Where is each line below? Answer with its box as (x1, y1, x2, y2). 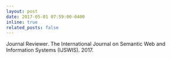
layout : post (6, 8, 38, 14)
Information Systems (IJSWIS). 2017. (6, 47, 94, 54)
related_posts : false (6, 24, 59, 31)
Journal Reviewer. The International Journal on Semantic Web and (6, 40, 166, 47)
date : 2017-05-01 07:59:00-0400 (6, 14, 85, 20)
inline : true (6, 19, 38, 25)
